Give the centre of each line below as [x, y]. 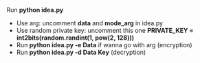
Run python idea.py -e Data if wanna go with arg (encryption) [104, 45]
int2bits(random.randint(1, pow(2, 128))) [75, 38]
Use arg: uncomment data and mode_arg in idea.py [89, 23]
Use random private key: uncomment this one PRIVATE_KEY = [105, 30]
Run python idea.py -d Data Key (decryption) [81, 52]
